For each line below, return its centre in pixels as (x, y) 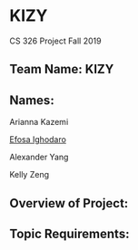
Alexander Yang (39, 157)
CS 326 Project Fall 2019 (55, 41)
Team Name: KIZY (62, 69)
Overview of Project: (69, 203)
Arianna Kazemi (39, 122)
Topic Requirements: (69, 233)
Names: (32, 100)
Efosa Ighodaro (38, 139)
